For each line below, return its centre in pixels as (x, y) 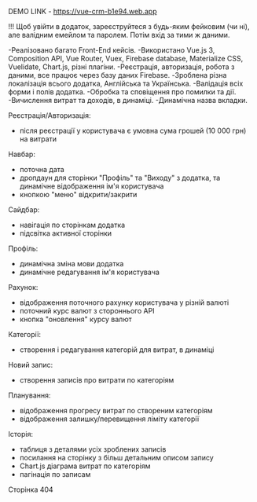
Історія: (21, 434)
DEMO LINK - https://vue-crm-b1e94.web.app (83, 11)
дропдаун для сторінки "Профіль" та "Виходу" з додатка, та (120, 178)
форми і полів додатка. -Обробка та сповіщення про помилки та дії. (122, 92)
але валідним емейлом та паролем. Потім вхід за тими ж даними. (119, 35)
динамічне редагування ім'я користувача (89, 272)
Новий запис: (31, 365)
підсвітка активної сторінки (66, 233)
